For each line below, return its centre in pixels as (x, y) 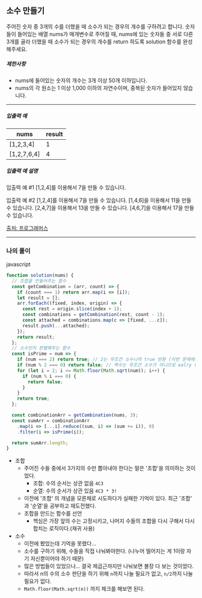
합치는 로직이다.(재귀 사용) (64, 529)
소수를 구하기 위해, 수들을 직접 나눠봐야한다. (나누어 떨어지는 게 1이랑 (104, 551)
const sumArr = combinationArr (51, 421)
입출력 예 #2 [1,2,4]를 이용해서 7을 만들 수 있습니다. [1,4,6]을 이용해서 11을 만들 (99, 200)
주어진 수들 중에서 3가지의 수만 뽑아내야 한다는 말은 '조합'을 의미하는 (104, 468)
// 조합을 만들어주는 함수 (39, 281)
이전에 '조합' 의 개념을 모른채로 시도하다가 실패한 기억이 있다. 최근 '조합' (108, 499)
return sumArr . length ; (40, 443)
